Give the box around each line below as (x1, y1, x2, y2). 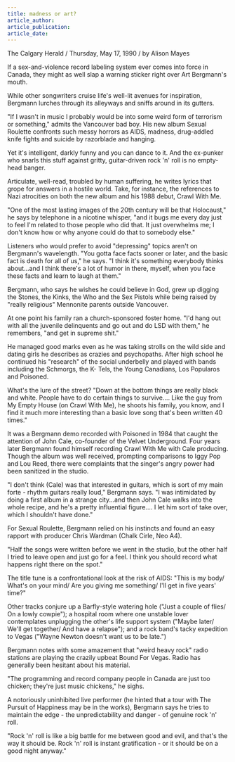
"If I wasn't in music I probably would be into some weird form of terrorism (7, 113, 222, 121)
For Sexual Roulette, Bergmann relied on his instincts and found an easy (7, 524, 215, 533)
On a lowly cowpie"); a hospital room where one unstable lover (7, 610, 189, 618)
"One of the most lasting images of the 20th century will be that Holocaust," (7, 205, 227, 215)
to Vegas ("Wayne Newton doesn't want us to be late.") (7, 633, 167, 641)
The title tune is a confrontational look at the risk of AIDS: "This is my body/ (7, 574, 224, 583)
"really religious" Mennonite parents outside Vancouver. (7, 300, 169, 309)
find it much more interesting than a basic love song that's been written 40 (7, 409, 223, 417)
